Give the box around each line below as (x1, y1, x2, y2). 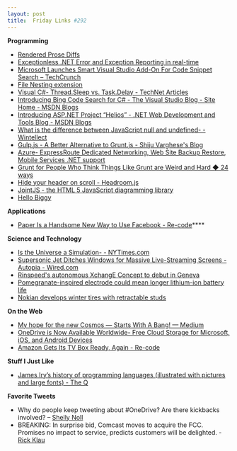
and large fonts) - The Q (17, 378, 88, 387)
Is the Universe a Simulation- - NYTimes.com (17, 248, 150, 256)
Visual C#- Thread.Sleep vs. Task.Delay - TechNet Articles (17, 88, 189, 96)
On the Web (7, 307, 43, 315)
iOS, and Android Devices (17, 336, 93, 344)
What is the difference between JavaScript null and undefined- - (17, 125, 207, 134)
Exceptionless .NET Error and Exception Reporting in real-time (17, 57, 200, 66)
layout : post (7, 10, 46, 18)
